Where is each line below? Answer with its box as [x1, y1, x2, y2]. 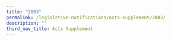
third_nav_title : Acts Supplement [6, 25, 94, 32]
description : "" [6, 20, 47, 26]
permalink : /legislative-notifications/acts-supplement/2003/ [6, 14, 166, 20]
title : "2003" [6, 8, 42, 15]
